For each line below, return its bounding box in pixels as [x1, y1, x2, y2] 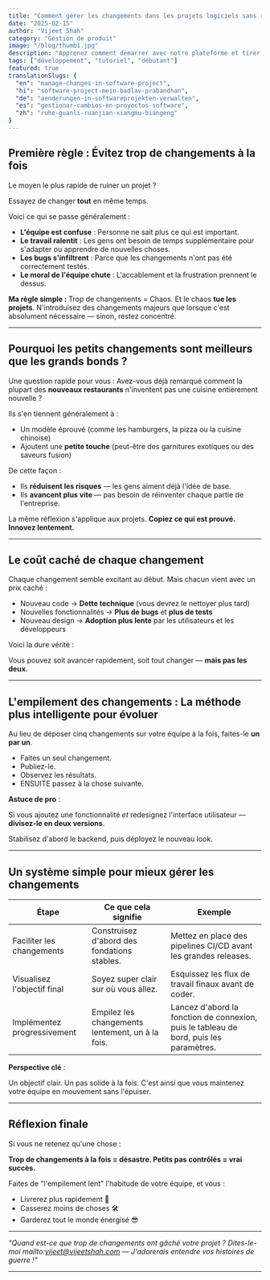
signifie [112, 911, 142, 923]
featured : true [8, 64, 59, 72]
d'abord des [91, 935, 138, 946]
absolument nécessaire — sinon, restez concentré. [8, 311, 177, 320]
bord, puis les [170, 1031, 223, 1043]
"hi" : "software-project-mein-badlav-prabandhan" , [15, 86, 189, 95]
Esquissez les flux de [170, 968, 251, 979]
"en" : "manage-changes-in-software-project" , [15, 79, 171, 87]
